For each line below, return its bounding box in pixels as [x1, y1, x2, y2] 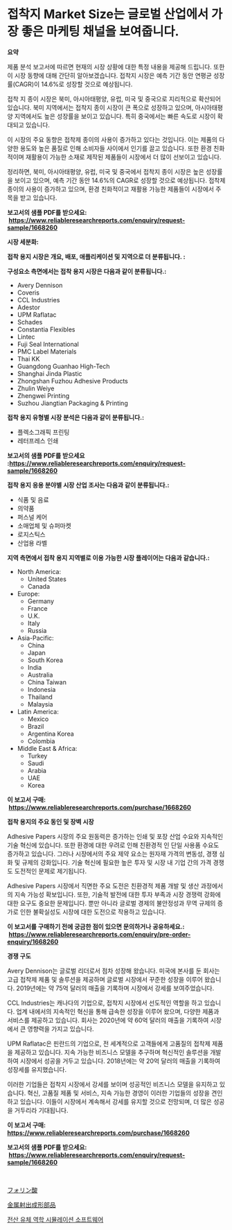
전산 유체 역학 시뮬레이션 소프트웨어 [7, 1215, 104, 1224]
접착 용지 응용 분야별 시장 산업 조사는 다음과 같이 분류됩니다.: [7, 480, 170, 489]
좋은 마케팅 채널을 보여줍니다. [21, 24, 179, 40]
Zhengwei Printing [17, 391, 70, 399]
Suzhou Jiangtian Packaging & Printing [17, 399, 128, 407]
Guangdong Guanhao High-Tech [17, 362, 110, 370]
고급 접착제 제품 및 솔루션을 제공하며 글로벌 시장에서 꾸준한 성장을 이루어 [7, 975, 203, 983]
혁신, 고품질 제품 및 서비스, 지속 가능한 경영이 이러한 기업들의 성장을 [27, 1089, 210, 1097]
